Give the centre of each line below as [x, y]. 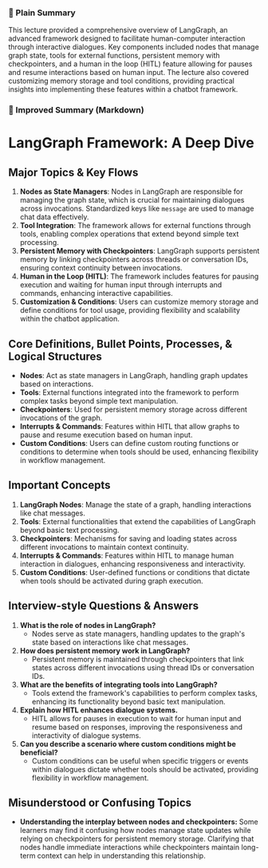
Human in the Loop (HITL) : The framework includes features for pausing [139, 276]
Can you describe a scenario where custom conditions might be [128, 744]
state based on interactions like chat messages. [110, 642]
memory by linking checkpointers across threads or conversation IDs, [134, 259]
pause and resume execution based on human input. [106, 435]
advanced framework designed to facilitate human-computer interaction [127, 38]
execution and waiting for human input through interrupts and [121, 285]
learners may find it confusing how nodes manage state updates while [135, 831]
